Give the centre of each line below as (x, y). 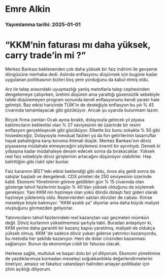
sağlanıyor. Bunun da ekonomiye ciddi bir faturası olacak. (63, 244)
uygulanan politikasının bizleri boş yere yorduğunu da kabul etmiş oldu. (77, 79)
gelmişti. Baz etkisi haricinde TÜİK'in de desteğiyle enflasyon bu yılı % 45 (80, 105)
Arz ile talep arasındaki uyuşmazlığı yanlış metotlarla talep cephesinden (78, 89)
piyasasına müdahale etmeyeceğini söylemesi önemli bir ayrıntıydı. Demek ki (83, 146)
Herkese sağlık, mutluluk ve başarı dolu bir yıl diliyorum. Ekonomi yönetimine (83, 253)
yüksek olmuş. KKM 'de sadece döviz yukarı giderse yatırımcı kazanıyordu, (81, 234)
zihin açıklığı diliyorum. (28, 269)
